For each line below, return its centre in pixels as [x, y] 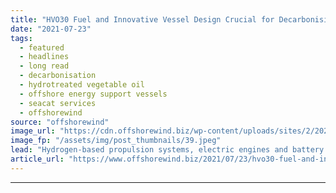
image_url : [33, 131]
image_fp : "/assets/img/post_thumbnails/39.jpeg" [116, 141]
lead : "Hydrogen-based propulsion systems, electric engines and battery [167, 150]
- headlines [44, 57]
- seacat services [58, 103]
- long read [44, 66]
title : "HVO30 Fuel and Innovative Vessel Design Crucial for [142, 19]
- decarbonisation [58, 76]
